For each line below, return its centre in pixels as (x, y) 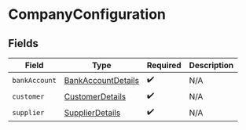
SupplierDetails (92, 113)
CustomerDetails (95, 96)
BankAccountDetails (102, 80)
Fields (24, 43)
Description (211, 65)
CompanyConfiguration (87, 14)
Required (164, 65)
